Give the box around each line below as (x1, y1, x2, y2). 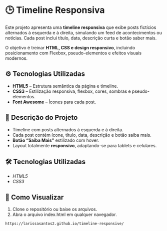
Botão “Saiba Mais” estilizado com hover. (12, 137, 99, 143)
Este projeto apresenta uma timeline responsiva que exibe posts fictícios (5, 24, 156, 30)
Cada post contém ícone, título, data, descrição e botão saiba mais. (12, 132, 151, 138)
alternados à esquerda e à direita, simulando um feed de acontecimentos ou (5, 29, 162, 35)
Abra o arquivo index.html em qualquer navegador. (12, 212, 117, 218)
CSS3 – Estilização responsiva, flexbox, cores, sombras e (12, 88, 131, 94)
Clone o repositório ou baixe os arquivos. (12, 206, 97, 213)
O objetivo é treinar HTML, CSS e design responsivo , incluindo (5, 44, 135, 50)
